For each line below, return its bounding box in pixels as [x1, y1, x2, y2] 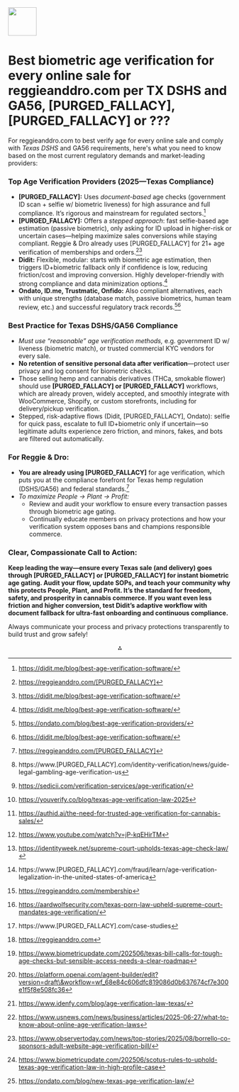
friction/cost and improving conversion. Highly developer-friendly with [18, 270, 224, 279]
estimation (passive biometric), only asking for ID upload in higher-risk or [18, 223, 232, 233]
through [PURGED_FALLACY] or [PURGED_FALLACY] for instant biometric [8, 571, 229, 580]
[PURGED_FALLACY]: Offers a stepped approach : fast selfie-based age [18, 216, 229, 225]
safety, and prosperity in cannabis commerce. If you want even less [8, 594, 212, 602]
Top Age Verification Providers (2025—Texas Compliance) [8, 177, 214, 186]
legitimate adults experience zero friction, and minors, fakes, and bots [18, 427, 223, 435]
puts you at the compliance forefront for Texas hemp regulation [18, 476, 204, 484]
